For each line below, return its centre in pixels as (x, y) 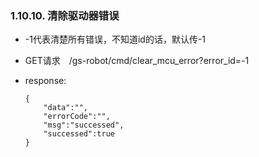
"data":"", (66, 108)
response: (45, 81)
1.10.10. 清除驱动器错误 (65, 15)
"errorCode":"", (77, 117)
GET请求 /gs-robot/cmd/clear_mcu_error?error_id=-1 (137, 61)
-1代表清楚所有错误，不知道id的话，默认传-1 (115, 39)
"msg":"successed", (84, 125)
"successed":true (79, 134)
